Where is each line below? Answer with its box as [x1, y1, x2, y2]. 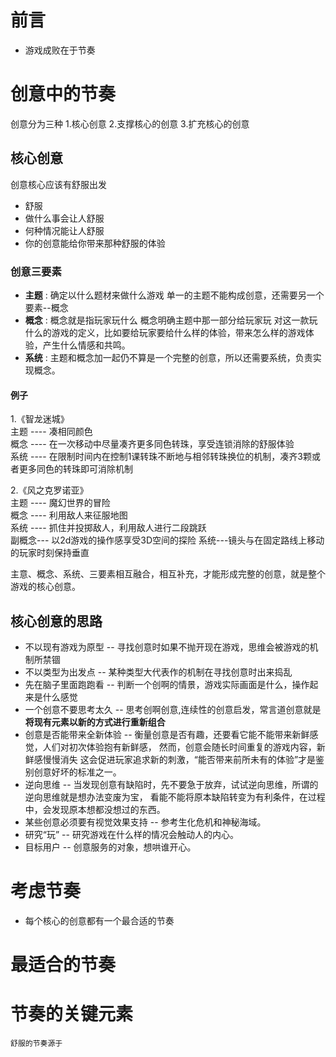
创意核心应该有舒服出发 [10, 178, 107, 190]
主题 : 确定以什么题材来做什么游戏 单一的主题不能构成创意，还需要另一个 [24, 289, 325, 301]
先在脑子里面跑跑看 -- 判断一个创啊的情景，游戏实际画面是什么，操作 [24, 679, 310, 690]
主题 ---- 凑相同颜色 [10, 426, 93, 438]
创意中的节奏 [10, 83, 117, 106]
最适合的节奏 [10, 954, 117, 976]
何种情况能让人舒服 [24, 224, 105, 236]
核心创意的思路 [10, 612, 103, 630]
